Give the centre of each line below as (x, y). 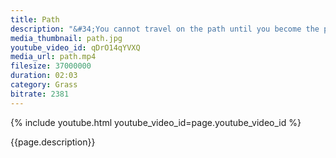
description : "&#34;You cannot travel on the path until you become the (165, 29)
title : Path (35, 19)
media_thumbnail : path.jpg (66, 38)
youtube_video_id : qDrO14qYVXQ (75, 47)
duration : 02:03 (44, 76)
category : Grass (44, 85)
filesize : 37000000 (51, 66)
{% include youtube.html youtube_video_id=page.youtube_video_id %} (156, 122)
